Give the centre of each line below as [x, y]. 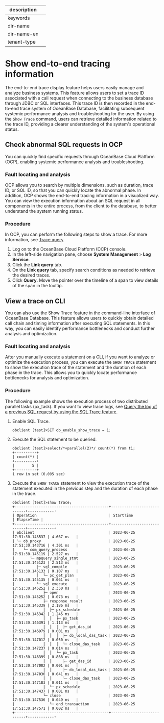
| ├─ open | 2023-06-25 [74, 593]
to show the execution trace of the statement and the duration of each [76, 368]
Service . [21, 260]
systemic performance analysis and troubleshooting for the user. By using [80, 113]
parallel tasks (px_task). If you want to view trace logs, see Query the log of [81, 406]
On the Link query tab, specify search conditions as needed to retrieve [84, 270]
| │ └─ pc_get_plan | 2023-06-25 [74, 575]
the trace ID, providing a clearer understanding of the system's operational [80, 124]
